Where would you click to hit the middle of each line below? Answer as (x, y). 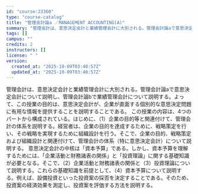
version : (17, 61)
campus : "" (19, 39)
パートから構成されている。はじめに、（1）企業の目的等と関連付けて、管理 (96, 119)
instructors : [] (26, 50)
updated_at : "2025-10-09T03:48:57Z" (56, 72)
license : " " (22, 55)
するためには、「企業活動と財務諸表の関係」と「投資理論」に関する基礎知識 (98, 156)
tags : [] (17, 34)
